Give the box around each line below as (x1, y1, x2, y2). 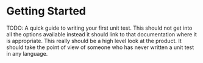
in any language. (6, 50, 48, 57)
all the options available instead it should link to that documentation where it (6, 30, 197, 38)
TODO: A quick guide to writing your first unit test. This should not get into (6, 24, 193, 31)
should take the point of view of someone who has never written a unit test (6, 44, 194, 51)
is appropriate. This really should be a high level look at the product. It (6, 37, 182, 44)
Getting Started (6, 4, 87, 18)
